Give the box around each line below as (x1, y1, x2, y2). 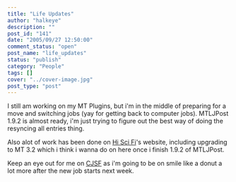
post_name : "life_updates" (7, 50, 87, 57)
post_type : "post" (7, 83, 61, 90)
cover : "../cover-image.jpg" (7, 75, 93, 83)
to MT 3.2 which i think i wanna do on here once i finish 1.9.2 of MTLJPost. (7, 145, 225, 154)
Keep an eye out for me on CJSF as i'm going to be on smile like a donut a (7, 159, 223, 168)
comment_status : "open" (7, 43, 78, 50)
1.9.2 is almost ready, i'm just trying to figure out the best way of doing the (7, 117, 224, 126)
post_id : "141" (7, 30, 52, 37)
